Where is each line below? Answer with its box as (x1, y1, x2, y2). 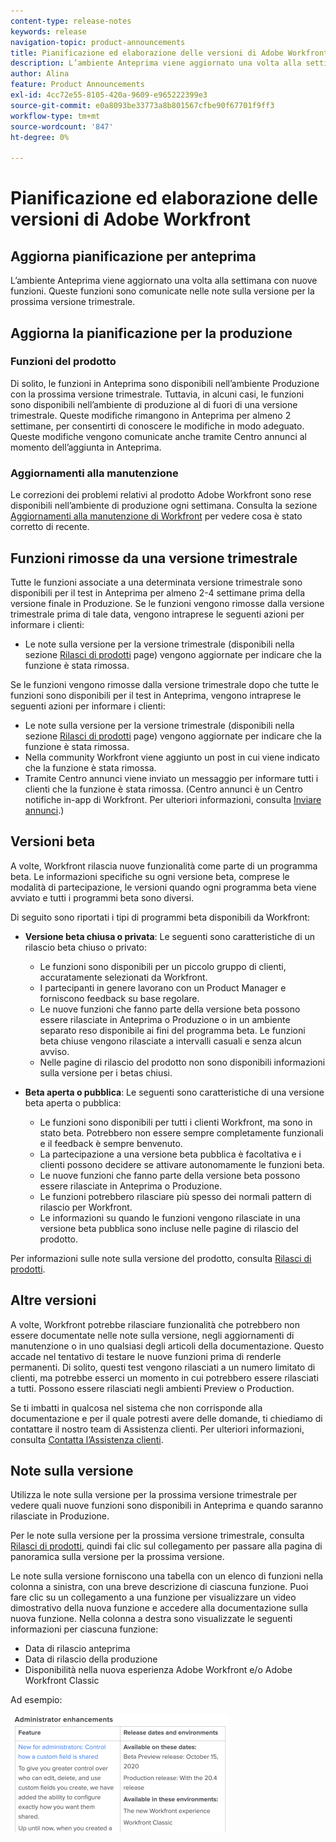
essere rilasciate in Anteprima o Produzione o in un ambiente (39, 1013, 291, 1025)
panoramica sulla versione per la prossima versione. (10, 1551, 225, 1563)
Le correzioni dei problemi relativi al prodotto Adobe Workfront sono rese (10, 489, 312, 501)
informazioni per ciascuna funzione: (10, 1623, 159, 1635)
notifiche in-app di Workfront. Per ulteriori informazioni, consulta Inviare (24, 793, 322, 805)
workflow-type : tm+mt (10, 111, 101, 121)
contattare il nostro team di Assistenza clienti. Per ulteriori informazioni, (10, 1423, 305, 1435)
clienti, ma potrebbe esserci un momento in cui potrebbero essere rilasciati (10, 1371, 319, 1384)
